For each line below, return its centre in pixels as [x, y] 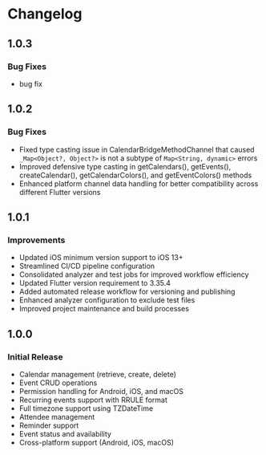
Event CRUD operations [58, 383]
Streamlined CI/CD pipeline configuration [87, 266]
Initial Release [35, 356]
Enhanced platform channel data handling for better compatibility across [139, 183]
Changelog [45, 14]
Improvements [36, 240]
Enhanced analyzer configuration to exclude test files [107, 300]
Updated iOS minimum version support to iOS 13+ [101, 258]
